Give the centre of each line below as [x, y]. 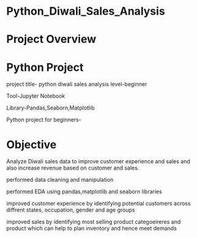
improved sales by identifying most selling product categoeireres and [94, 222]
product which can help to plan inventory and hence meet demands [92, 228]
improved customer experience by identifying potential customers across [98, 204]
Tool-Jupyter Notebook [36, 96]
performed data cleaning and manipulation [60, 180]
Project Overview [51, 39]
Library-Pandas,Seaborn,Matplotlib [50, 108]
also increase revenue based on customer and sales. [73, 168]
